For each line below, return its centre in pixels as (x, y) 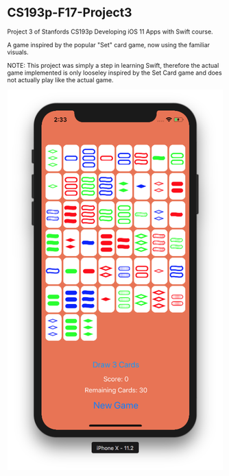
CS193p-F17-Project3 (70, 13)
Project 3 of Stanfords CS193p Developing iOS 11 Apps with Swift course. (110, 32)
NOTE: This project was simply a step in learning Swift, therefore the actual (113, 65)
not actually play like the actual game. (60, 79)
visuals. (18, 52)
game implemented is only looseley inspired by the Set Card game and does (114, 73)
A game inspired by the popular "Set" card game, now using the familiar (109, 45)
